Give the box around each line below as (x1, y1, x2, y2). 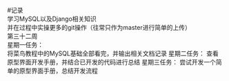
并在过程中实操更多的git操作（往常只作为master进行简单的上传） (7, 24, 191, 31)
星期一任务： (7, 41, 43, 48)
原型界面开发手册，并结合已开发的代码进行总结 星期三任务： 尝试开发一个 (7, 58, 216, 66)
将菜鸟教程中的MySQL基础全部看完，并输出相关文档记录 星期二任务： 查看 (7, 49, 219, 57)
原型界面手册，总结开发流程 (19, 66, 98, 75)
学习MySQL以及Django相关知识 (7, 15, 97, 23)
